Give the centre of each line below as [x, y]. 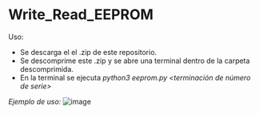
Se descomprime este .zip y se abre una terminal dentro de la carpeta [135, 61]
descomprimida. [47, 69]
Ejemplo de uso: [35, 101]
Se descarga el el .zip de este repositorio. [88, 52]
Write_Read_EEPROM [81, 15]
